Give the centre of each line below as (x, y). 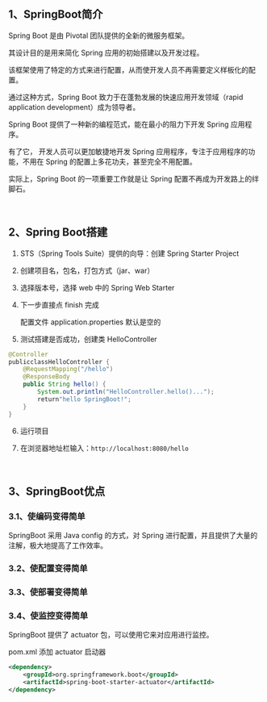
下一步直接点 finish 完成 (59, 304)
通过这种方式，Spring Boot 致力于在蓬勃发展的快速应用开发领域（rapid (126, 97)
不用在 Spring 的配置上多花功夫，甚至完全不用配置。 (110, 161)
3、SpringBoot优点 (57, 491)
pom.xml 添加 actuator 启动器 (57, 652)
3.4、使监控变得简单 (48, 616)
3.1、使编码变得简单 (47, 516)
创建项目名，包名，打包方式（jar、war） (87, 270)
